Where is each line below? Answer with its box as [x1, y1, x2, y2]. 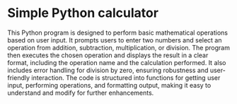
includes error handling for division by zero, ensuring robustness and [7, 66, 209, 74]
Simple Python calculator [7, 5, 159, 21]
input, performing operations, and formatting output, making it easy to [7, 81, 212, 89]
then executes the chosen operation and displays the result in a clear [7, 51, 209, 59]
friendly [7, 73, 30, 82]
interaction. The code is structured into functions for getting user [31, 73, 221, 82]
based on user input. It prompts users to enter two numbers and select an [7, 35, 222, 44]
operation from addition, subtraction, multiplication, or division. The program [7, 43, 230, 52]
